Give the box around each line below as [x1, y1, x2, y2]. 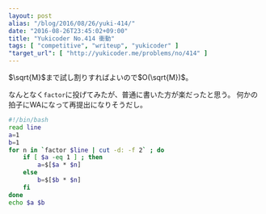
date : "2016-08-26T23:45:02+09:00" [8, 27, 129, 35]
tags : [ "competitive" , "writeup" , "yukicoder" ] [8, 42, 179, 50]
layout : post [8, 11, 53, 20]
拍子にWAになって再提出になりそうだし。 [8, 100, 147, 109]
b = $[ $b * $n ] [37, 176, 82, 184]
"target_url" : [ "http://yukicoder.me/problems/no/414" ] [8, 49, 208, 57]
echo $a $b [8, 199, 45, 207]
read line [8, 123, 42, 132]
